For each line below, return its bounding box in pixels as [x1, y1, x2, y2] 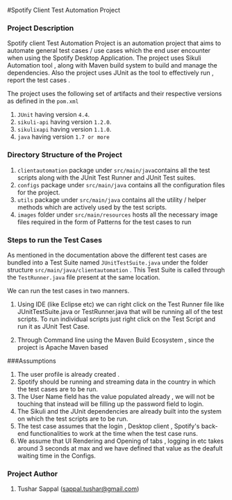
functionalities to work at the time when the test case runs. [30, 429, 198, 437]
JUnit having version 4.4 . [17, 111, 90, 119]
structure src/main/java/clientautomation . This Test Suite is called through [7, 265, 226, 274]
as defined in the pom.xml [7, 97, 79, 105]
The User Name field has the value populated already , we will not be [17, 392, 215, 400]
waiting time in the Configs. [17, 451, 96, 460]
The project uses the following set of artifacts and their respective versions [7, 90, 222, 98]
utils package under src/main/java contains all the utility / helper [17, 195, 207, 204]
